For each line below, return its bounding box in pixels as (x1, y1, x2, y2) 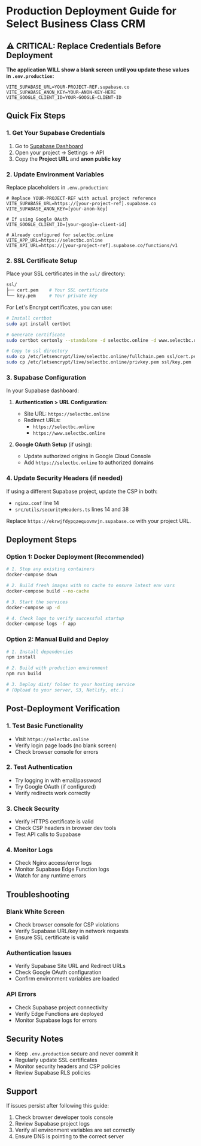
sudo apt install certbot (6, 321, 71, 327)
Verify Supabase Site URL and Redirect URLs (14, 962, 126, 970)
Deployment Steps (6, 535, 77, 545)
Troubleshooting (6, 889, 70, 900)
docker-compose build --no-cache (6, 588, 90, 594)
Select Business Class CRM (6, 17, 145, 31)
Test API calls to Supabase (14, 831, 81, 838)
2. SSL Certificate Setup (6, 256, 78, 264)
